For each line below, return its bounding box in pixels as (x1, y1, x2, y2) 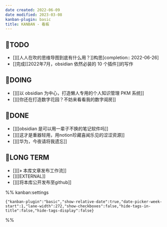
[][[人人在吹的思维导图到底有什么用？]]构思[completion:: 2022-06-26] (12, 54, 159, 61)
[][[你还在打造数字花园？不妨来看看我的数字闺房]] (12, 96, 116, 102)
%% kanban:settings (5, 189, 49, 196)
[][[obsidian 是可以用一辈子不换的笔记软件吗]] (12, 125, 109, 132)
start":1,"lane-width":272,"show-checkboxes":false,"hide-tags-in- (5, 204, 151, 209)
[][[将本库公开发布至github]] (12, 179, 72, 185)
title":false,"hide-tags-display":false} (5, 208, 94, 213)
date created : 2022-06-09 (5, 7, 60, 13)
